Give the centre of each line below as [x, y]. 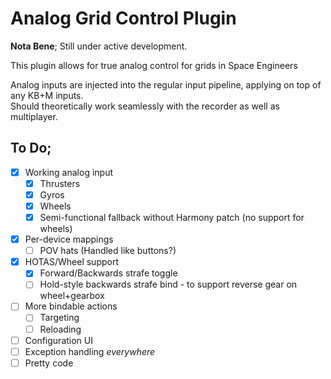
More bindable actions [71, 306]
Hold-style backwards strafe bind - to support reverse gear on [168, 284]
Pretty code [49, 363]
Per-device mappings [69, 239]
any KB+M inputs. [47, 95]
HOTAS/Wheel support [72, 262]
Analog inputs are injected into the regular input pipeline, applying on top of [166, 84]
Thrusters [60, 183]
